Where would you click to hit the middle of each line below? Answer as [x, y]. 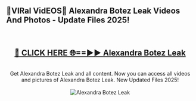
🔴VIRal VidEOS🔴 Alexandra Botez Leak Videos [93, 11]
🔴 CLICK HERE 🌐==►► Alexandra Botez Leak [100, 53]
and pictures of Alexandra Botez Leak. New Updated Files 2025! [100, 80]
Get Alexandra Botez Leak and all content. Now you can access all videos [100, 73]
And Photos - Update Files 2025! [68, 20]
